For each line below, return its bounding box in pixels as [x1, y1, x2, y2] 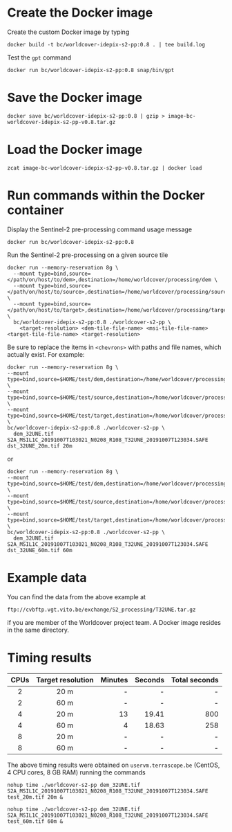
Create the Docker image [7, 5, 153, 21]
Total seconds [171, 675, 219, 684]
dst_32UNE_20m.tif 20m [7, 442, 72, 450]
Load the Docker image [7, 142, 143, 157]
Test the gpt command [7, 53, 72, 62]
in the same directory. [7, 626, 69, 634]
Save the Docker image [7, 90, 143, 105]
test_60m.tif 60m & [7, 817, 64, 825]
